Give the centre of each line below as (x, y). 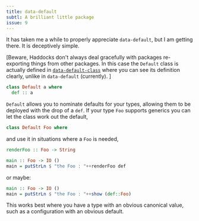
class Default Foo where (37, 128)
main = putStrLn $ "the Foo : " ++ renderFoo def (66, 166)
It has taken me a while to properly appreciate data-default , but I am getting (99, 40)
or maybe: (19, 177)
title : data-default (32, 12)
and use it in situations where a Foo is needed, (62, 139)
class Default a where (34, 87)
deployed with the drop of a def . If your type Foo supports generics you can (99, 110)
